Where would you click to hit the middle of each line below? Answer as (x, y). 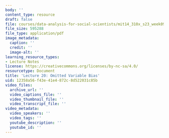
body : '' (14, 10)
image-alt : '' (24, 52)
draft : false (19, 19)
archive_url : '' (27, 90)
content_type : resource (30, 15)
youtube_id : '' (26, 127)
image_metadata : (22, 38)
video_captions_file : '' (36, 95)
